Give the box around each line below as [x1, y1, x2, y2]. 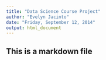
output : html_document [6, 24, 61, 31]
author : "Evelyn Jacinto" [6, 14, 69, 20]
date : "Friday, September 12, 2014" [6, 19, 95, 25]
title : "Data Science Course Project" [6, 8, 101, 15]
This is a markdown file [6, 46, 93, 56]
